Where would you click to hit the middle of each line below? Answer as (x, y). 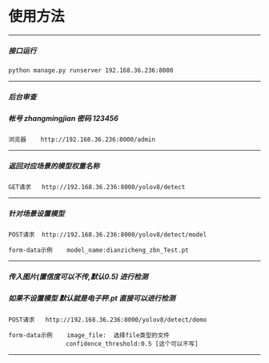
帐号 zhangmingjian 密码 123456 (63, 118)
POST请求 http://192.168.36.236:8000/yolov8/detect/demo (108, 320)
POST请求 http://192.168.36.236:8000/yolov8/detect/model (108, 235)
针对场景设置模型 (36, 213)
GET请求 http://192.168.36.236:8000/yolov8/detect (97, 188)
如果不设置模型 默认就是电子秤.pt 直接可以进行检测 (92, 298)
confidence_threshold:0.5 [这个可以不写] (132, 344)
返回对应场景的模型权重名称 (54, 166)
